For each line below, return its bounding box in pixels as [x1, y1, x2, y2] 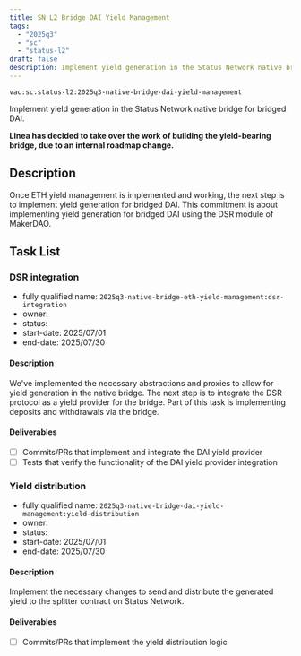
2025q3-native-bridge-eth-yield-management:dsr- [99, 293, 285, 302]
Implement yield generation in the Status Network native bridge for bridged [9, 103, 287, 114]
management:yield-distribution [21, 510, 140, 519]
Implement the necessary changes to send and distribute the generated [9, 586, 274, 597]
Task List [9, 244, 61, 260]
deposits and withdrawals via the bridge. [9, 406, 159, 417]
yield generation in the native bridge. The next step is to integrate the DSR [9, 387, 282, 398]
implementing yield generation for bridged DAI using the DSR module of [9, 208, 274, 220]
